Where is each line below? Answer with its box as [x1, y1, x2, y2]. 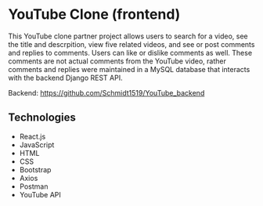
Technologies [8, 111, 77, 125]
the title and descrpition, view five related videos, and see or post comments [8, 39, 255, 49]
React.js [19, 132, 46, 141]
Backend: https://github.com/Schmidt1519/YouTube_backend [8, 88, 205, 97]
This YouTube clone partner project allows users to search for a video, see [8, 31, 248, 41]
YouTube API [19, 190, 61, 199]
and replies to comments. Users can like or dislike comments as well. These [8, 48, 253, 57]
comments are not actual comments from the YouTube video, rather [8, 56, 227, 66]
